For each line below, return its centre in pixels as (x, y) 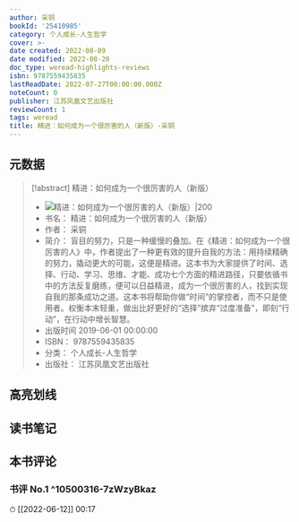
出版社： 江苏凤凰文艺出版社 (97, 363)
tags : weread (34, 117)
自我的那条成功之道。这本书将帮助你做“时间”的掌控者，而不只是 (162, 296)
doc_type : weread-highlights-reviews (80, 68)
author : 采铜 (32, 17)
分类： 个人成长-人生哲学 (90, 352)
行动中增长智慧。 (103, 318)
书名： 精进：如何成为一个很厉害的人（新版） (128, 218)
